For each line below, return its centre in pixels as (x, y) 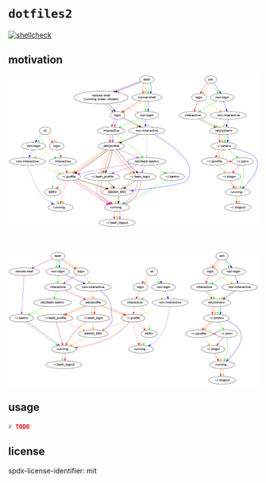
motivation (36, 60)
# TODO (19, 427)
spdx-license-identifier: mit (53, 470)
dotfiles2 (40, 14)
